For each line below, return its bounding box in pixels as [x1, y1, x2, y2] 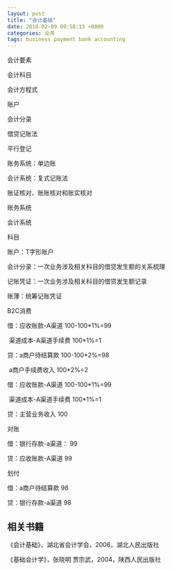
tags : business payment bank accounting [7, 36, 126, 43]
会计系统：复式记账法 [7, 174, 68, 183]
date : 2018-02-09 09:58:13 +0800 [7, 23, 104, 30]
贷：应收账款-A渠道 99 [7, 454, 73, 462]
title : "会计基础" [7, 17, 57, 24]
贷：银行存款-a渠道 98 [7, 498, 71, 507]
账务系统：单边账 [7, 159, 56, 167]
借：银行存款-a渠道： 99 [7, 439, 78, 448]
